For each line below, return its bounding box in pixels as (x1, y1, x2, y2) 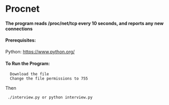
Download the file (10, 72, 50, 77)
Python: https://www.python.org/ (5, 48, 75, 55)
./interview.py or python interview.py (7, 95, 93, 100)
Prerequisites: (5, 37, 36, 43)
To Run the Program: (5, 60, 50, 66)
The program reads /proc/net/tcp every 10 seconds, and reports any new (5, 20, 164, 26)
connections (5, 25, 33, 32)
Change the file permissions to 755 (10, 76, 88, 82)
